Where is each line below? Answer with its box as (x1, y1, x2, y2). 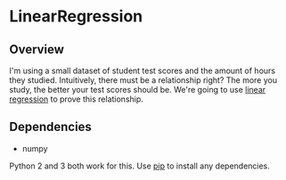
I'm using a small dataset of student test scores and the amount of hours (9, 65, 276, 76)
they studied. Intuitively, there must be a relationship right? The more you (9, 75, 278, 86)
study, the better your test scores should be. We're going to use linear (9, 85, 266, 94)
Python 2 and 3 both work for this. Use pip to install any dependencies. (9, 160, 270, 171)
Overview (9, 42, 65, 57)
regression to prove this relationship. (9, 94, 144, 104)
